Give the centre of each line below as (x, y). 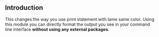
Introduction (24, 8)
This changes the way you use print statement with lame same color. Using (80, 19)
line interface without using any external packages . (57, 29)
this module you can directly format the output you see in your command (78, 24)
